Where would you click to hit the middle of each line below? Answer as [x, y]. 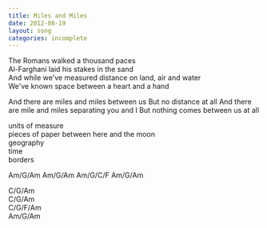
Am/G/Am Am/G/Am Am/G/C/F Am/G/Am [76, 175]
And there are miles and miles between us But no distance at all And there [130, 102]
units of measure [36, 126]
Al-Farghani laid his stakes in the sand [71, 70]
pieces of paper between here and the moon [82, 134]
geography [26, 143]
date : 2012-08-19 [37, 23]
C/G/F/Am [25, 208]
